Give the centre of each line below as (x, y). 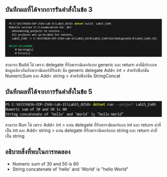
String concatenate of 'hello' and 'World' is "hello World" (70, 169)
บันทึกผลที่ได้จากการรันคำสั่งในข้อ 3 (49, 10)
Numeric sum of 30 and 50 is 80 (45, 164)
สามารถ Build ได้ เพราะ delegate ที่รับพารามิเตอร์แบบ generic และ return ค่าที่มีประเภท (81, 64)
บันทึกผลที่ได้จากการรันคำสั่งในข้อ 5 (49, 92)
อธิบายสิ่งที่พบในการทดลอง (38, 152)
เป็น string (15, 136)
